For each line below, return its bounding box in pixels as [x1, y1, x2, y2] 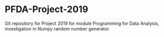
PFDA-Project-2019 [5, 4, 88, 15]
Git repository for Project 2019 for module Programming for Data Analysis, [5, 20, 159, 26]
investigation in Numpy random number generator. [5, 25, 110, 31]
